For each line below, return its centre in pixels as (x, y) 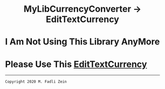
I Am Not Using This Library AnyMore (82, 42)
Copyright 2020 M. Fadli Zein (36, 82)
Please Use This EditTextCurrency (76, 64)
